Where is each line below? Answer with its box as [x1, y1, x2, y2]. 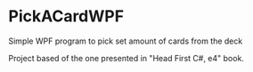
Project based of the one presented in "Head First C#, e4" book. [8, 52, 244, 63]
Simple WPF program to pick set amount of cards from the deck [8, 36, 243, 46]
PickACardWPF [8, 6, 125, 27]
